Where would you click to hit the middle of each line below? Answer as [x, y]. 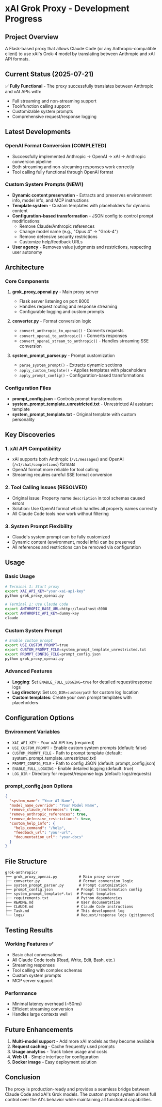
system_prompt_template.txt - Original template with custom [74, 414]
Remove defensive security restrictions [58, 237]
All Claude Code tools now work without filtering [60, 514]
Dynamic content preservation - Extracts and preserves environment [82, 195]
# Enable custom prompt [29, 641]
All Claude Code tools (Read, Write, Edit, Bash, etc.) [64, 960]
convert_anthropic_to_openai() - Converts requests [71, 331]
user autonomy [27, 252]
